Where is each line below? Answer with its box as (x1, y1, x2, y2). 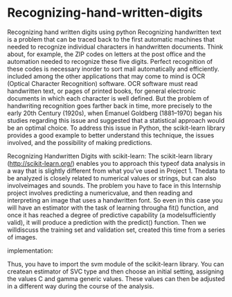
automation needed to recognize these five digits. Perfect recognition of (7, 57, 213, 65)
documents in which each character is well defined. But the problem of (7, 94, 210, 102)
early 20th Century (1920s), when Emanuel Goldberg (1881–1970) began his (7, 109, 223, 117)
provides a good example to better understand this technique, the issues (7, 130, 215, 139)
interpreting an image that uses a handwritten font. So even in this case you (7, 196, 223, 204)
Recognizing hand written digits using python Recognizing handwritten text (7, 28, 222, 36)
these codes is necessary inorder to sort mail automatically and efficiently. (7, 65, 220, 73)
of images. (7, 232, 38, 241)
